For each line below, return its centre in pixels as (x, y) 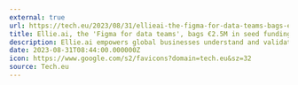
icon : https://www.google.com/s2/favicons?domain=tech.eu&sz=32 (130, 58)
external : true (37, 17)
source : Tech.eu (39, 67)
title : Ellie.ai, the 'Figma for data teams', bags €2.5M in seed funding (150, 34)
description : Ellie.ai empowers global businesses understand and (134, 42)
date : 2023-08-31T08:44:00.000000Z (75, 50)
